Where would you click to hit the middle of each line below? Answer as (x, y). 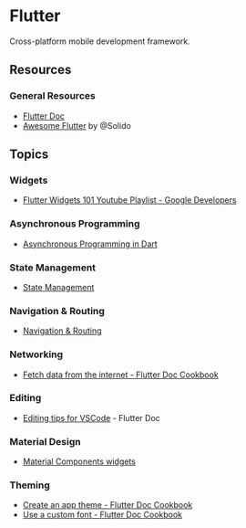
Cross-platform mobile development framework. (100, 41)
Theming (30, 485)
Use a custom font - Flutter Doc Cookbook (102, 515)
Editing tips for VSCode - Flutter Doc (92, 417)
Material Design (45, 441)
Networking (36, 354)
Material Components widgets (79, 461)
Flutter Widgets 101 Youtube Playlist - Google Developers (129, 200)
